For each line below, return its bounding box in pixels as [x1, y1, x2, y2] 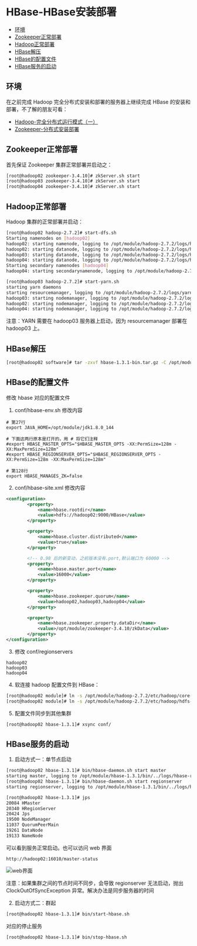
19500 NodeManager [6, 817, 51, 823]
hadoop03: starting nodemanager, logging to [6, 295, 117, 301]
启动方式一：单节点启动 [14, 756, 72, 763]
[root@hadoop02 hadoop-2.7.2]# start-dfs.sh [6, 230, 117, 236]
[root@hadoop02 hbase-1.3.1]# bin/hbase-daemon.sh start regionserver [6, 778, 182, 785]
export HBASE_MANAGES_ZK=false [6, 473, 83, 479]
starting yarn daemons [6, 284, 62, 290]
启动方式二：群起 [14, 899, 56, 906]
